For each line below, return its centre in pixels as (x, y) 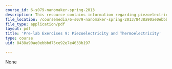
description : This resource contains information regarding (71, 15)
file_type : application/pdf (35, 24)
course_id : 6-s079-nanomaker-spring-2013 (50, 10)
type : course (19, 39)
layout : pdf (18, 29)
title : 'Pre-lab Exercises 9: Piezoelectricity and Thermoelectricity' (83, 33)
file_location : (21, 19)
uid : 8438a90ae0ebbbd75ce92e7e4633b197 (48, 43)
